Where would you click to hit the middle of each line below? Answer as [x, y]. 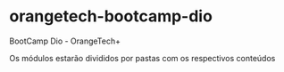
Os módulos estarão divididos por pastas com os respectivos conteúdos [142, 58]
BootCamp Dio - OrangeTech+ [65, 41]
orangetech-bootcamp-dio [111, 16]
